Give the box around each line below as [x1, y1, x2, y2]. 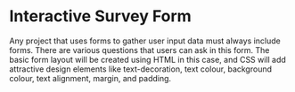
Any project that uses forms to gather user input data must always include [9, 35, 281, 46]
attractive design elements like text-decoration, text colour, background [9, 64, 273, 74]
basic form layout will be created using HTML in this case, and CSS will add [9, 54, 287, 65]
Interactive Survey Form [9, 6, 192, 27]
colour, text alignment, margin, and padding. [9, 73, 172, 83]
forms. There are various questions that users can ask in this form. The [9, 44, 270, 55]
